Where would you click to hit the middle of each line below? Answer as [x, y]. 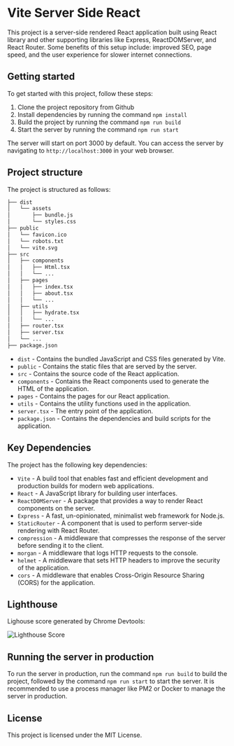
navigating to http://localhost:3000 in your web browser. [91, 150]
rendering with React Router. [58, 530]
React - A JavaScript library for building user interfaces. [97, 493]
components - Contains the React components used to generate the [113, 381]
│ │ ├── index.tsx [40, 286]
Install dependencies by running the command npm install [102, 114]
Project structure [45, 173]
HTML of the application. [53, 388]
